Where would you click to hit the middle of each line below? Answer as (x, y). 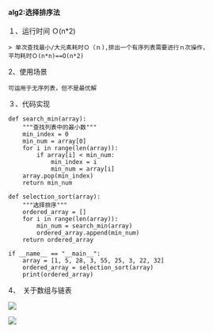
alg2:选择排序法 (34, 12)
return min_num (48, 183)
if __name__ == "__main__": (55, 254)
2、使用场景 (28, 72)
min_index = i (74, 163)
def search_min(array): (48, 119)
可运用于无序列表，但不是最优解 (53, 88)
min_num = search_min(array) (85, 226)
